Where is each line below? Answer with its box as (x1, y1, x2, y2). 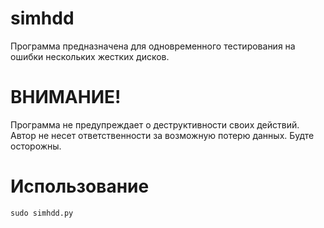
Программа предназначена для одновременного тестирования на (10, 40, 296, 52)
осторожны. (10, 140, 62, 152)
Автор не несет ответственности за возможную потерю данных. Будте (10, 129, 315, 141)
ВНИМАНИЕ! (10, 86, 122, 109)
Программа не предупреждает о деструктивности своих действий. (10, 118, 300, 131)
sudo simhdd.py (10, 208, 74, 218)
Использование (10, 175, 150, 198)
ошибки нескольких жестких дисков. (10, 50, 170, 62)
